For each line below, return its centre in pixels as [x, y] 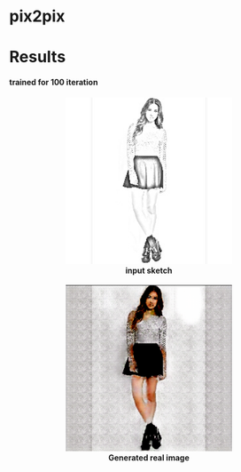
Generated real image [149, 457]
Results [38, 57]
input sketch [149, 270]
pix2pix [37, 16]
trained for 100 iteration [54, 82]
